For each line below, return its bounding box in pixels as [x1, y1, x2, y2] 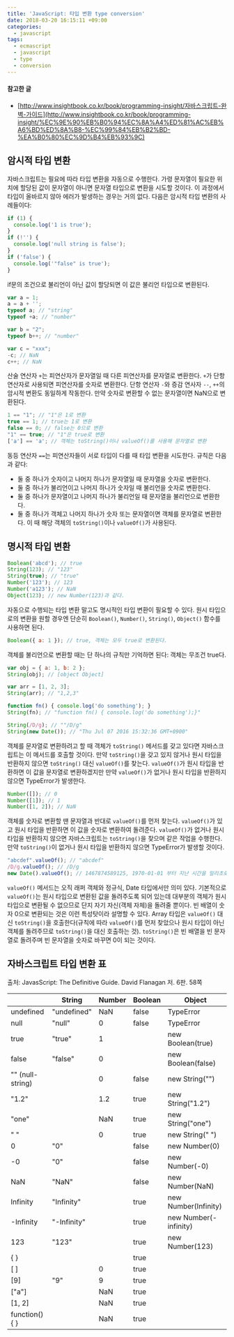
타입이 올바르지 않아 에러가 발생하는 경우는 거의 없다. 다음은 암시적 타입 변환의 [7, 192, 219, 200]
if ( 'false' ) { [7, 253, 52, 260]
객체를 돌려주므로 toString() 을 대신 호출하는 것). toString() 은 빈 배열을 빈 [7, 927, 213, 935]
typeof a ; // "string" [7, 307, 73, 314]
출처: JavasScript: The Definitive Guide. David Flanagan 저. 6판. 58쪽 [7, 978, 203, 986]
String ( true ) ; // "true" [7, 573, 79, 580]
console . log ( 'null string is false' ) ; [13, 241, 127, 248]
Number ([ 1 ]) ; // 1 [7, 797, 61, 804]
